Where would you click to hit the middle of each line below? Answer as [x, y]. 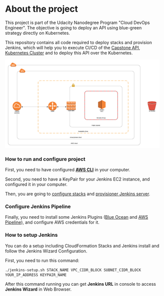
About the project [42, 9]
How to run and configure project [45, 159]
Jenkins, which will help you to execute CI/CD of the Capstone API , [73, 47]
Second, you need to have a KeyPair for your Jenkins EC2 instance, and [78, 179]
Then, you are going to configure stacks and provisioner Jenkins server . [78, 194]
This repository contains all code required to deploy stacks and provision [79, 42]
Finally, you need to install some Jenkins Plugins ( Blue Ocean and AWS [77, 217]
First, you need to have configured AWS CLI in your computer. [68, 170]
